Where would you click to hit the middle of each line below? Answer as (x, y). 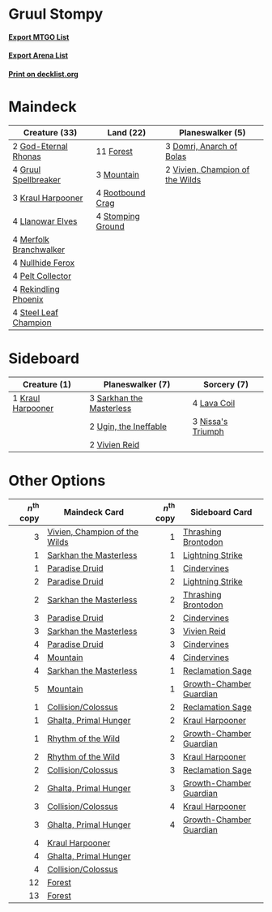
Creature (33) (50, 132)
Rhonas (27, 156)
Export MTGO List (39, 36)
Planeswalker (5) (212, 132)
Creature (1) (47, 384)
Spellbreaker (36, 179)
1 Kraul (26, 398)
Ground (110, 226)
